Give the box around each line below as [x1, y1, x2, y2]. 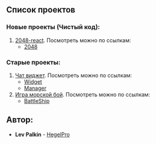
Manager [23, 84, 47, 92]
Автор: [6, 114, 34, 125]
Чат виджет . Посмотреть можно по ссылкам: [14, 72, 133, 79]
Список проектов [6, 5, 75, 15]
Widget [23, 78, 42, 85]
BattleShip [23, 97, 50, 104]
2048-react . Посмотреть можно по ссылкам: [14, 36, 131, 44]
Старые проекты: [6, 58, 61, 66]
